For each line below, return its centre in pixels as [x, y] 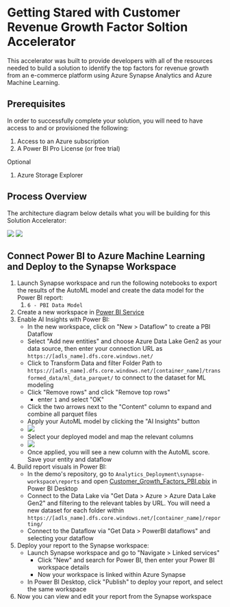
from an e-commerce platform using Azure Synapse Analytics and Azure [110, 75]
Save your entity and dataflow [69, 460]
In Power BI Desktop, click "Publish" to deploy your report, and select [125, 582]
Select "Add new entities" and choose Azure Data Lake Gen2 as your [124, 341]
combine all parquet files [62, 414]
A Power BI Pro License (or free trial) [69, 148]
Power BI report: [40, 298]
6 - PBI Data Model [55, 306]
